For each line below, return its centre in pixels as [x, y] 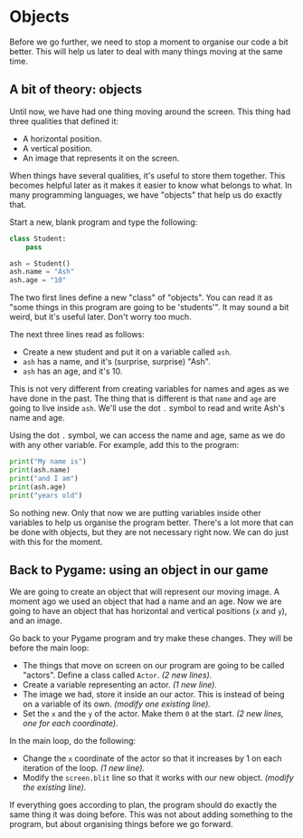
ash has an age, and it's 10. [72, 371]
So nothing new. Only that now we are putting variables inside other [135, 512]
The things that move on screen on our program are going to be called [153, 666]
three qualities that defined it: [64, 121]
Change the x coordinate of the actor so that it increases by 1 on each [152, 758]
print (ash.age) [38, 487]
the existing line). [54, 787]
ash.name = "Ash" [42, 272]
